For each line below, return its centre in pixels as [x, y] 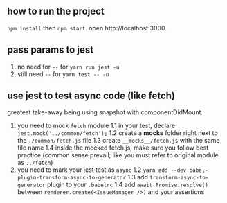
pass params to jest [51, 50]
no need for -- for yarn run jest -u [68, 67]
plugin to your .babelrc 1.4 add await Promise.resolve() [128, 185]
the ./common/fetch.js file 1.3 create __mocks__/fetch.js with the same [118, 141]
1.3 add [138, 177]
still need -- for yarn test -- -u [63, 74]
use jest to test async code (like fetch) [91, 96]
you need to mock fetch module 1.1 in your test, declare [96, 126]
